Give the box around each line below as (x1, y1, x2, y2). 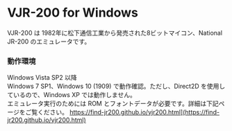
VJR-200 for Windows (7, 5, 139, 21)
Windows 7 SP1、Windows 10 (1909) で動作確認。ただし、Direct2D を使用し (7, 82, 226, 91)
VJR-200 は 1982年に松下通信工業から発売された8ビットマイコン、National (7, 28, 223, 37)
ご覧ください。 (25, 108, 68, 116)
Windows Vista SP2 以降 (7, 73, 78, 82)
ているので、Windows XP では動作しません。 (7, 91, 137, 99)
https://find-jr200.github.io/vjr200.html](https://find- (69, 108, 220, 116)
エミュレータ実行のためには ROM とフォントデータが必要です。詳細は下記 (7, 99, 219, 108)
